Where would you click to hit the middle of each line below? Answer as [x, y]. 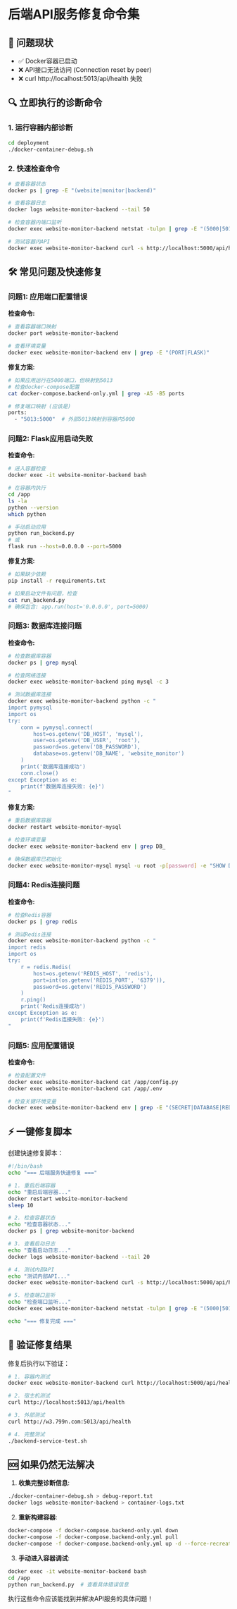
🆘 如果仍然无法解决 [51, 1465]
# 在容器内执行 [27, 488]
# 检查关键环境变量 [32, 1101]
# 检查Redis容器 [30, 915]
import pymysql [30, 708]
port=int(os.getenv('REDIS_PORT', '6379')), [100, 980]
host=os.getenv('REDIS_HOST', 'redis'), [93, 973]
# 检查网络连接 [27, 675]
